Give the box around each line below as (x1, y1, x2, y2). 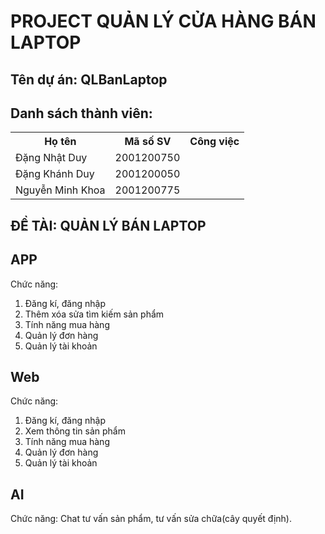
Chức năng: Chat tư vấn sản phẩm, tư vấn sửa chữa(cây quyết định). (10, 513, 292, 525)
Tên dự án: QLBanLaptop (10, 71, 168, 88)
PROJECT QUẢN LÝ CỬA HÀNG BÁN (10, 10, 317, 33)
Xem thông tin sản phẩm (24, 425, 126, 437)
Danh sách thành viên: (10, 105, 153, 122)
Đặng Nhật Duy (15, 151, 88, 165)
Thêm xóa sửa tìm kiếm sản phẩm (24, 308, 165, 320)
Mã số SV (124, 135, 172, 149)
